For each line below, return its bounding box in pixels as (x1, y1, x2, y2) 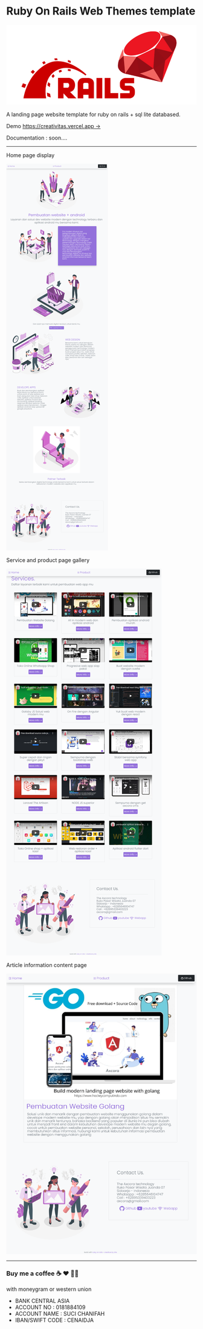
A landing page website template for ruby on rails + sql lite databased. (6, 111, 181, 118)
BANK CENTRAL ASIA (14, 1297, 70, 1304)
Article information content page (6, 961, 88, 968)
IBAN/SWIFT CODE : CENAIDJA (14, 1316, 94, 1324)
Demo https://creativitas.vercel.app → (6, 122, 101, 129)
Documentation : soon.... (6, 134, 68, 141)
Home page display (6, 151, 55, 158)
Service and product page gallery (6, 556, 90, 563)
